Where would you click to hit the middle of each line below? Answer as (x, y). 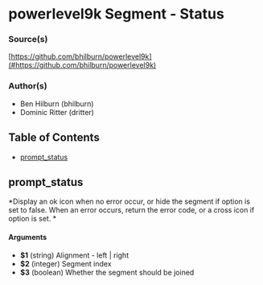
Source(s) (28, 39)
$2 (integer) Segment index (66, 263)
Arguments (28, 237)
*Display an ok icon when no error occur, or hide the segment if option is (129, 201)
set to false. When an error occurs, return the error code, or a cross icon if (131, 210)
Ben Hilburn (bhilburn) (57, 103)
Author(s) (28, 86)
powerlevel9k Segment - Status (117, 14)
